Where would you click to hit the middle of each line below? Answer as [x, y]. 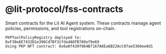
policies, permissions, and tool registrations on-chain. [60, 28]
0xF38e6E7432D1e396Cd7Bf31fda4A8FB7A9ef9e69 [52, 42]
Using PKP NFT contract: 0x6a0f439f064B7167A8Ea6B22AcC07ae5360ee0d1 [79, 46]
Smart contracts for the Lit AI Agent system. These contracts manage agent [83, 23]
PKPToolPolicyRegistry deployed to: [43, 37]
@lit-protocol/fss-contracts [64, 9]
